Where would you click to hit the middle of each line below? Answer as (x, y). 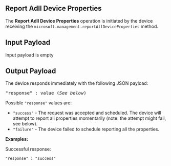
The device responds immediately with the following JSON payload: (77, 83)
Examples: (17, 139)
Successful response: (28, 149)
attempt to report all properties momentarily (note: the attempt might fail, (89, 118)
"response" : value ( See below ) (46, 93)
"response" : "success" (31, 159)
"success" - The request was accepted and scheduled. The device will (87, 113)
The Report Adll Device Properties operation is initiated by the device (79, 21)
